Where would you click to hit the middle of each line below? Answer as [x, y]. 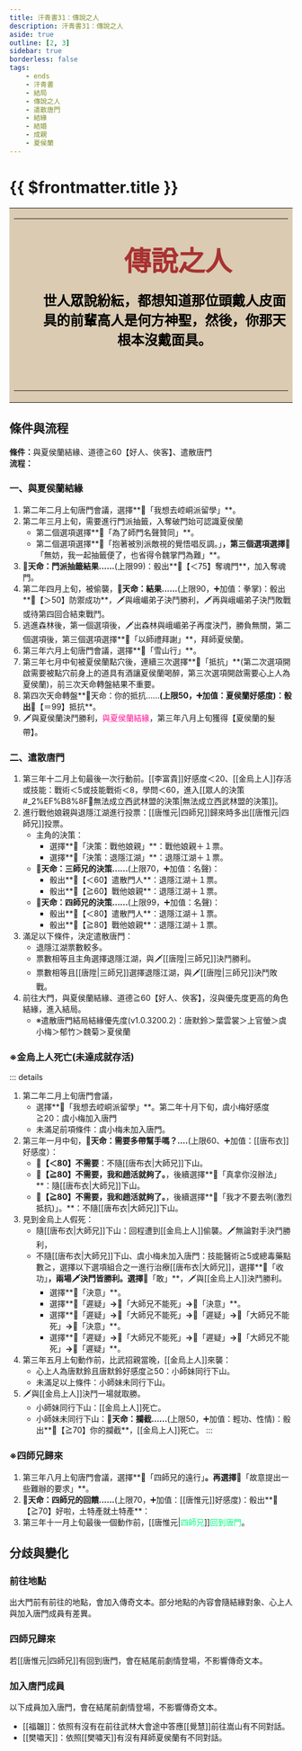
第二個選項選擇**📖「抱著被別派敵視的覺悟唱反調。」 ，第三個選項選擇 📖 [163, 543]
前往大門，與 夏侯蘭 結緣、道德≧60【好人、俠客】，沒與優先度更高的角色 [155, 998]
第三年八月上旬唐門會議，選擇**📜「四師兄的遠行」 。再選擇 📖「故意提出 [151, 1477]
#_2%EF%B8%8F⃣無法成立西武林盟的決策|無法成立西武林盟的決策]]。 [152, 801]
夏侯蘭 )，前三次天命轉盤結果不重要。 [91, 683]
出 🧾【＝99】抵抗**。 [62, 706]
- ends [38, 76]
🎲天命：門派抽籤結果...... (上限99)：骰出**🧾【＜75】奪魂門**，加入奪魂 [154, 566]
